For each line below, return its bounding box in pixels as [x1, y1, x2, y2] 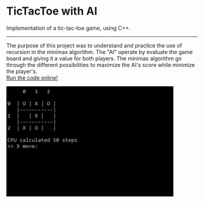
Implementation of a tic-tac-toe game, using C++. [6, 24, 131, 32]
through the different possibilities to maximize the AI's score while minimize [6, 61, 195, 68]
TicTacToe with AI [6, 4, 98, 18]
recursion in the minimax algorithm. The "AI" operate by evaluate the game [6, 48, 193, 55]
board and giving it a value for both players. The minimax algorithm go [6, 55, 182, 62]
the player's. [6, 67, 38, 75]
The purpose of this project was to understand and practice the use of [6, 41, 182, 49]
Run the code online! [6, 74, 58, 81]
